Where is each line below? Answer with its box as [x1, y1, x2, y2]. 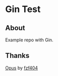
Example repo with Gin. [5, 37, 54, 43]
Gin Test [5, 4, 41, 15]
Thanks [5, 51, 30, 60]
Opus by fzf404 [5, 64, 38, 71]
